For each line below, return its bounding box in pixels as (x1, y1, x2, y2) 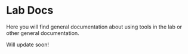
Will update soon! (6, 41, 50, 48)
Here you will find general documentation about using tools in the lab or (6, 23, 182, 30)
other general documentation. (6, 29, 79, 36)
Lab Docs (6, 4, 54, 17)
